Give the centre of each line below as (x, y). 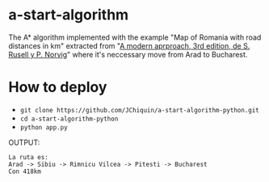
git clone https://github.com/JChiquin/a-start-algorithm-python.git (140, 110)
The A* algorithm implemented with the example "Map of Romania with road (135, 37)
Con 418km (25, 171)
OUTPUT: (24, 142)
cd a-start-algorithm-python (69, 119)
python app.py (44, 127)
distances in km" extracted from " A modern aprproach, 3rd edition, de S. (129, 45)
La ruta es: (28, 157)
